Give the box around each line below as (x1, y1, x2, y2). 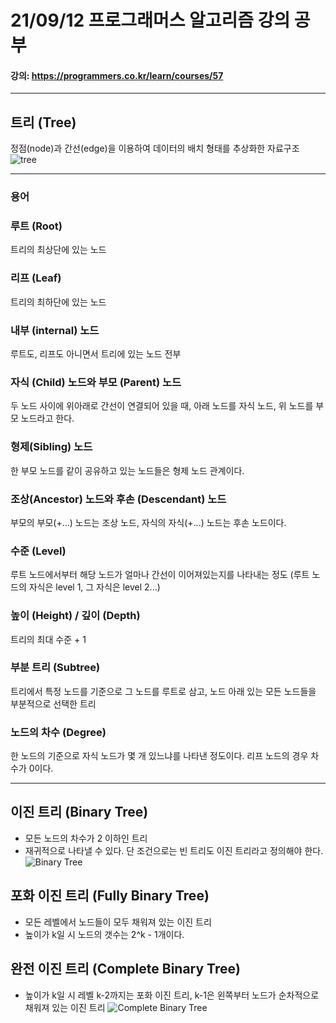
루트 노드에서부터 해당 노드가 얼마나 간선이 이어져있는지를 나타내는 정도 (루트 (10, 569, 310, 581)
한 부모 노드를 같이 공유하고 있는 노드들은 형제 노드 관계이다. (10, 464, 245, 476)
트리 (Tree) (10, 114, 77, 131)
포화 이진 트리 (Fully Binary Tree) (10, 887, 210, 905)
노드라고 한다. (20, 412, 75, 425)
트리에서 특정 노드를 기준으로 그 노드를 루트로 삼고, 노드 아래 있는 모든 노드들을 (10, 685, 317, 697)
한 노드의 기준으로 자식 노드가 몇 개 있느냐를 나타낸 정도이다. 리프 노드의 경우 (10, 750, 309, 762)
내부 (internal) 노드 (10, 323, 100, 337)
